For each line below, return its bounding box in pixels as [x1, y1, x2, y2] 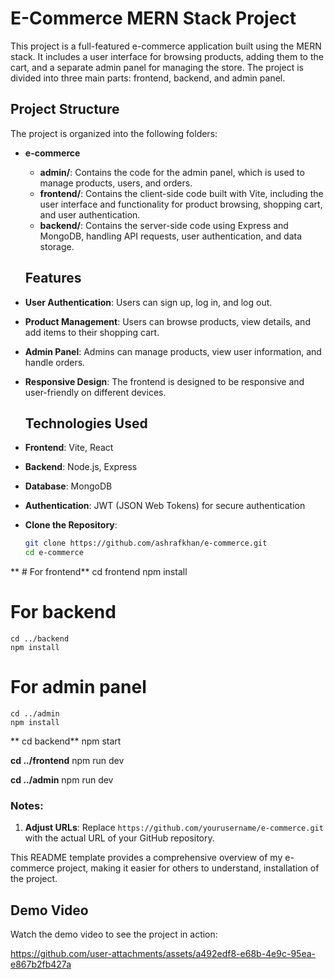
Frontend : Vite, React [24, 442, 114, 454]
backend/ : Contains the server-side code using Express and [39, 219, 289, 231]
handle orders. [24, 356, 86, 368]
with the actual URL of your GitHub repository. [24, 832, 215, 844]
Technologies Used [24, 415, 148, 432]
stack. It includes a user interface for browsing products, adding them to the [10, 50, 324, 62]
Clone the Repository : [24, 519, 118, 531]
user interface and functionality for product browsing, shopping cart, [39, 198, 323, 210]
